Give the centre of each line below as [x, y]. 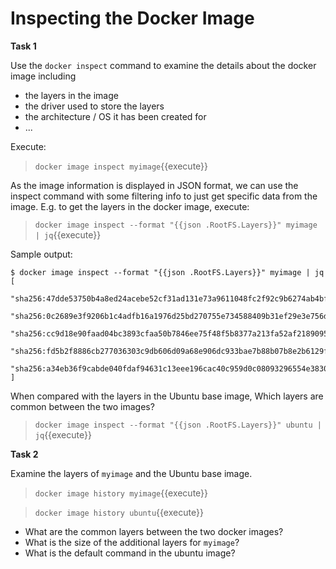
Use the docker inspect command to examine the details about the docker [163, 65]
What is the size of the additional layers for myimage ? [132, 542]
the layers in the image [71, 95]
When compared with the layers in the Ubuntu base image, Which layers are [167, 396]
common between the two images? [82, 406]
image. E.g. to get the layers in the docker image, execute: [130, 206]
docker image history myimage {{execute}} [121, 493]
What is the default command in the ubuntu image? [130, 553]
